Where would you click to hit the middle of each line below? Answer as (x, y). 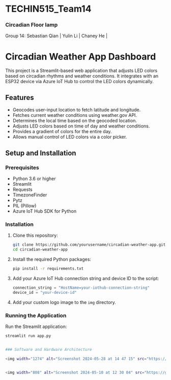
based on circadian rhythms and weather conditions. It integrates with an (82, 76)
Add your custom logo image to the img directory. (64, 302)
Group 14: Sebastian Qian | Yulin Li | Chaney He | (56, 36)
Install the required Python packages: (52, 259)
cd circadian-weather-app (40, 250)
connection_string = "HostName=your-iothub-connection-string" (81, 288)
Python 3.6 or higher (34, 179)
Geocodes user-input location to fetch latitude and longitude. (77, 110)
